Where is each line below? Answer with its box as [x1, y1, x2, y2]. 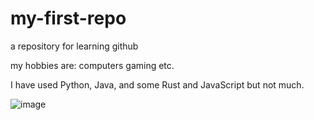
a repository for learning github [10, 40, 139, 52]
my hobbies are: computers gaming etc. [10, 59, 175, 71]
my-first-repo [10, 7, 127, 30]
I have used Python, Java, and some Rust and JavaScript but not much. [10, 78, 305, 91]
